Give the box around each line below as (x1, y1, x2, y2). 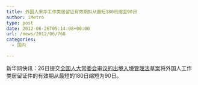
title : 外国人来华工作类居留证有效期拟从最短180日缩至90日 (6, 8, 137, 15)
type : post (6, 20, 34, 26)
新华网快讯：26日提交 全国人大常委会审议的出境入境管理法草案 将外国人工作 (6, 64, 193, 72)
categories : (6, 37, 36, 42)
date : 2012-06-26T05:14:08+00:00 (6, 25, 90, 32)
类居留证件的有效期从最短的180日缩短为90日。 (6, 72, 122, 79)
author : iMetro (6, 14, 45, 20)
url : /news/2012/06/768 (6, 31, 66, 37)
